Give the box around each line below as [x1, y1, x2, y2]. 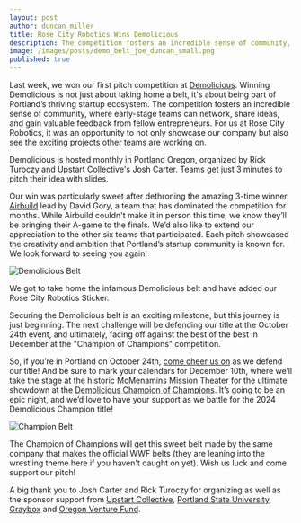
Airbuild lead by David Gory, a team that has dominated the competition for [9, 200, 287, 211]
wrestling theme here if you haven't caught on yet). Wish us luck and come [9, 457, 288, 468]
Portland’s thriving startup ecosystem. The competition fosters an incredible [9, 99, 290, 109]
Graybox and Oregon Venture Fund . [9, 504, 141, 514]
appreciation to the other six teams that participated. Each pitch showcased [9, 229, 289, 239]
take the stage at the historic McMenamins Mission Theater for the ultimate [9, 375, 288, 386]
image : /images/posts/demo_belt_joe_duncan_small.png [9, 47, 216, 56]
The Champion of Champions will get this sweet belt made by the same [9, 439, 273, 449]
